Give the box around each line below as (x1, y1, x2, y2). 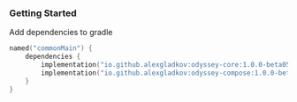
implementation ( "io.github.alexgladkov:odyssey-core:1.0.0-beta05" (41, 61, 294, 69)
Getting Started (9, 7, 77, 19)
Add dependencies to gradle (9, 27, 113, 38)
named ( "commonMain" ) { (9, 44, 93, 53)
